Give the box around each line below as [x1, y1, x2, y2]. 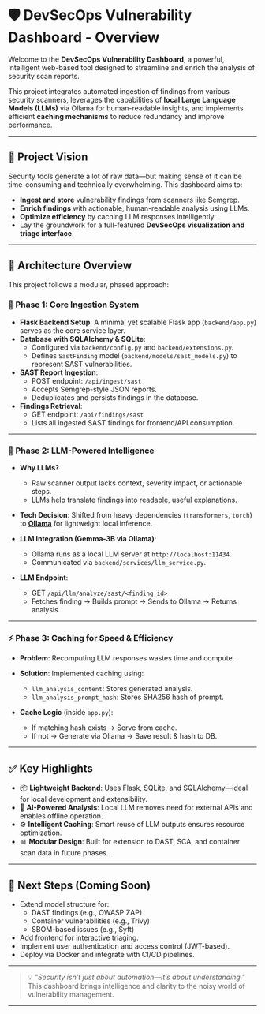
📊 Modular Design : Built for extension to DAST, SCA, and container [19, 837, 241, 847]
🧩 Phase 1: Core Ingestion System [8, 299, 140, 310]
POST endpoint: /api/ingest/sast [31, 376, 142, 385]
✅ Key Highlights [8, 761, 93, 775]
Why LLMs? [19, 463, 60, 473]
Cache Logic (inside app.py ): [19, 708, 114, 717]
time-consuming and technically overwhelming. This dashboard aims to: [8, 179, 243, 189]
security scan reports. [8, 71, 80, 80]
